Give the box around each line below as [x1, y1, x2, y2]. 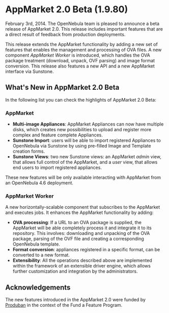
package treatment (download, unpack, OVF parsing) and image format [5, 57, 155, 63]
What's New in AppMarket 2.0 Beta [5, 83, 120, 92]
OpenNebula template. [12, 241, 60, 247]
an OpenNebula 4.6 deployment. [5, 180, 74, 186]
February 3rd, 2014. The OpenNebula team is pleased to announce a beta [5, 20, 159, 27]
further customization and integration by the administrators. [12, 268, 138, 274]
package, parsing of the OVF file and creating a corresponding [12, 236, 144, 242]
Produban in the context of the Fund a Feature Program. [5, 302, 123, 308]
